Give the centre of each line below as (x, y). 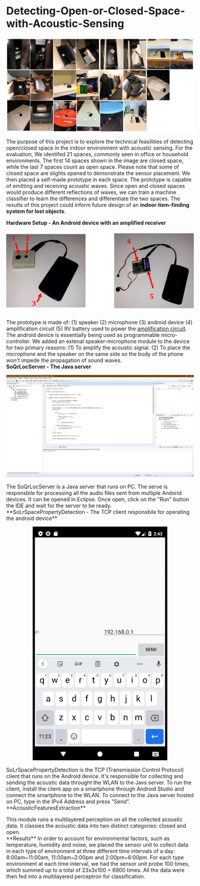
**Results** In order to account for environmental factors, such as (88, 838)
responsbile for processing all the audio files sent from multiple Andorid (94, 492)
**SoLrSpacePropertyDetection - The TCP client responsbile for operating (98, 512)
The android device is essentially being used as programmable (83, 335)
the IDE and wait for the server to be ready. (59, 506)
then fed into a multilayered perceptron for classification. (76, 876)
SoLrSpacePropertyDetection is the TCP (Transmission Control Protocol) (95, 770)
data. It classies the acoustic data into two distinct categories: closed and (96, 825)
